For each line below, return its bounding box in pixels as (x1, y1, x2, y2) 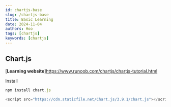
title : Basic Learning (5, 17, 53, 22)
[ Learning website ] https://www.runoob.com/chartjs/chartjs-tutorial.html (5, 68, 158, 74)
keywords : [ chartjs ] (5, 36, 49, 41)
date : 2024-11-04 (5, 21, 42, 27)
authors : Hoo (5, 26, 33, 31)
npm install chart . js (5, 87, 51, 93)
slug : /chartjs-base (5, 12, 49, 17)
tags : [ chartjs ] (5, 31, 40, 36)
